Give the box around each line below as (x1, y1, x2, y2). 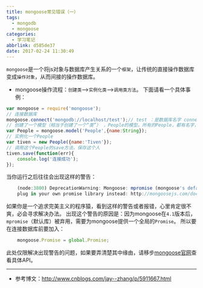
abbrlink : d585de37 (6, 43, 56, 49)
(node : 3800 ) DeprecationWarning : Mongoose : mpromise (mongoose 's (17, 185, 185, 191)
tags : (6, 14, 20, 21)
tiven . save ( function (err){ (6, 150, 74, 156)
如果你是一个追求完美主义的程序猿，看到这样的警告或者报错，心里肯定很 (6, 203, 186, 210)
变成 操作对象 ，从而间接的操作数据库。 (6, 73, 98, 80)
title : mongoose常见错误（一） (6, 8, 79, 15)
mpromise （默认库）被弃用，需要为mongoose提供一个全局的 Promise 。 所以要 (6, 218, 197, 225)
